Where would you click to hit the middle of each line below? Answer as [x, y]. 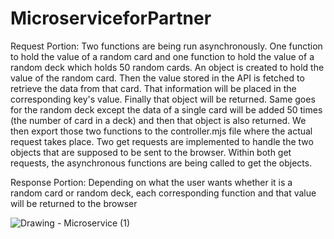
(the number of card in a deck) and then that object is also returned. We [158, 120]
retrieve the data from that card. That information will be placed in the [153, 88]
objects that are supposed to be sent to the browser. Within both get [151, 152]
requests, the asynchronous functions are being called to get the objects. [161, 163]
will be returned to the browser [74, 203]
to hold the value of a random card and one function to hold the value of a [162, 56]
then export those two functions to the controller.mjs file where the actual [161, 131]
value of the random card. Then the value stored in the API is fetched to [157, 78]
